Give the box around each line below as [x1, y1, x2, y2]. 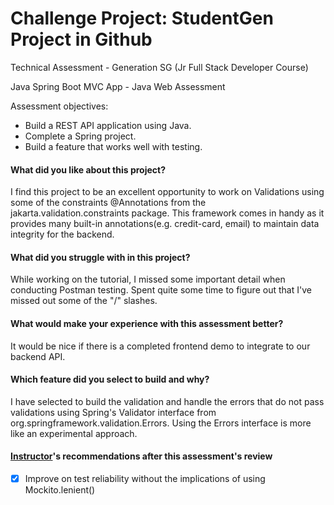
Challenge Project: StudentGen [10, 7, 274, 30]
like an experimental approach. [10, 427, 138, 439]
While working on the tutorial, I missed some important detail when [10, 273, 286, 286]
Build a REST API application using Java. [24, 119, 192, 131]
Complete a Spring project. [24, 130, 137, 142]
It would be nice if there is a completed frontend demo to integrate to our [10, 340, 311, 352]
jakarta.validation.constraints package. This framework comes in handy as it [10, 207, 325, 219]
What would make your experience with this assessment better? [10, 317, 284, 329]
